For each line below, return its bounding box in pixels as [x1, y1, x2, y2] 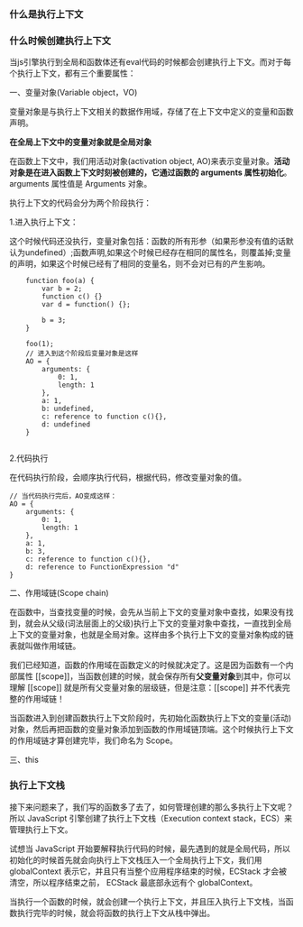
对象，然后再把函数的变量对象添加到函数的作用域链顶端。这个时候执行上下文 [9, 724, 294, 735]
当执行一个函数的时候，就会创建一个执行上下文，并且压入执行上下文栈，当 [9, 895, 286, 907]
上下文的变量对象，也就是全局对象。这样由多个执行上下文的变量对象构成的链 [9, 629, 294, 640]
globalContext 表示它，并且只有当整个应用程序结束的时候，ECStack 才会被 [9, 866, 287, 877]
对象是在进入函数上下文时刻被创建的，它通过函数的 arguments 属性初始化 [9, 167, 284, 178]
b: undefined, [41, 404, 95, 414]
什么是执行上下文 [9, 7, 84, 20]
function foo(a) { [25, 277, 95, 286]
